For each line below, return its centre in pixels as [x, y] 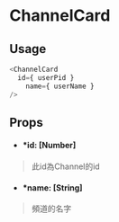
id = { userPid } [46, 77]
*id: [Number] [49, 146]
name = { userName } [60, 86]
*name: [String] [52, 187]
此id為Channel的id [66, 166]
